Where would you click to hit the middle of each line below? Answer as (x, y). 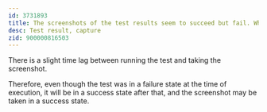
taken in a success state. (49, 101)
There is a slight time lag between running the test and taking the (114, 60)
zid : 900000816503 (39, 38)
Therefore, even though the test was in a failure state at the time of (118, 84)
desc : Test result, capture (55, 30)
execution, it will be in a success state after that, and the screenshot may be (133, 93)
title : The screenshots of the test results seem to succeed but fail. (129, 23)
